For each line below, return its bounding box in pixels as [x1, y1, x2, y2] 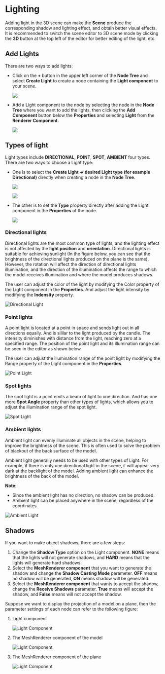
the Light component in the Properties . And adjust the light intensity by [5, 286, 150, 292]
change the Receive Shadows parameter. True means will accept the [12, 586, 154, 592]
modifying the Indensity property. [5, 292, 74, 298]
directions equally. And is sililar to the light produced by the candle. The [5, 330, 151, 336]
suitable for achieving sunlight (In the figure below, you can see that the [5, 251, 151, 257]
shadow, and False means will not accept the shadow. [12, 591, 122, 597]
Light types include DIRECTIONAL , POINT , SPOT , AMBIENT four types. [5, 154, 151, 160]
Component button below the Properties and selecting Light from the [12, 112, 155, 118]
